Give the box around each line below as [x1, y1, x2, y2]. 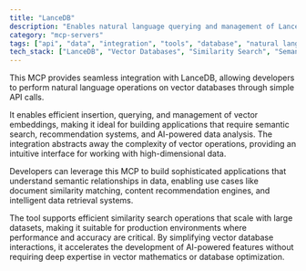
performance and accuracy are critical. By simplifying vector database [9, 232, 274, 243]
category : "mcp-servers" [9, 30, 104, 39]
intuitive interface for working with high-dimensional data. [9, 148, 227, 160]
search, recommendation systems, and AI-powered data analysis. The [9, 129, 273, 140]
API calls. [9, 92, 45, 103]
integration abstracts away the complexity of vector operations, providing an [9, 139, 297, 150]
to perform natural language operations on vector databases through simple [9, 82, 294, 93]
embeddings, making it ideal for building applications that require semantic [9, 120, 290, 130]
